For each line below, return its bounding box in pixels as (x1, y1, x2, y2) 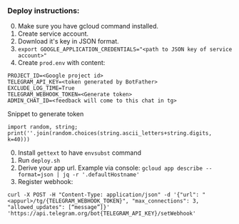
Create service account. (17, 29, 89, 38)
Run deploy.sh (17, 156, 61, 165)
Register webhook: (17, 178, 73, 186)
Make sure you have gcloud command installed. (17, 22, 159, 31)
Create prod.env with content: (17, 58, 106, 67)
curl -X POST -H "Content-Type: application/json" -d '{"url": (7, 191, 200, 198)
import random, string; (7, 123, 78, 131)
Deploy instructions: (7, 6, 80, 16)
